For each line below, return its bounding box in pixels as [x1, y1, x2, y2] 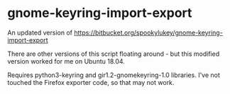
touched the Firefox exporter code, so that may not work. [7, 78, 175, 86]
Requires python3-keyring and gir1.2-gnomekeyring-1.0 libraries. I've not [7, 71, 220, 79]
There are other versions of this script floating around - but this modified [7, 49, 220, 58]
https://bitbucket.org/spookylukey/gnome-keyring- [74, 28, 224, 37]
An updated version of [7, 28, 73, 37]
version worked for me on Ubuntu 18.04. [7, 57, 126, 65]
